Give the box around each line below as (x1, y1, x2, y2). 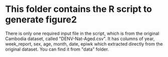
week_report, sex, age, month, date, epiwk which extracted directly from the (5, 41, 163, 47)
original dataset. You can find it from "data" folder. (5, 46, 109, 52)
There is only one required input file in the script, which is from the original (5, 30, 159, 36)
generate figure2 (5, 14, 77, 25)
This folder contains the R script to (5, 3, 152, 15)
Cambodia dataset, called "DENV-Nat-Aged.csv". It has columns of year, (5, 36, 155, 42)
